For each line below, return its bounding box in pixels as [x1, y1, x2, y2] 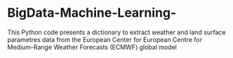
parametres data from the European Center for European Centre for [7, 35, 202, 43]
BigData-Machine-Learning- [7, 5, 177, 21]
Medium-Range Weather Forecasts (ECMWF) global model [7, 43, 177, 51]
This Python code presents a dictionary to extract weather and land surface [7, 28, 226, 36]
